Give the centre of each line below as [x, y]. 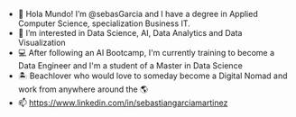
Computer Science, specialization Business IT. [104, 23]
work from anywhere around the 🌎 [83, 89]
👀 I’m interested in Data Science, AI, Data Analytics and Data [130, 33]
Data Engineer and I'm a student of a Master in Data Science [130, 66]
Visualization [42, 42]
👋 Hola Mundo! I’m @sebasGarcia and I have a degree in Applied [138, 14]
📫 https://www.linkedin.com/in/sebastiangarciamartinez [123, 103]
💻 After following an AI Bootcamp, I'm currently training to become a [146, 53]
